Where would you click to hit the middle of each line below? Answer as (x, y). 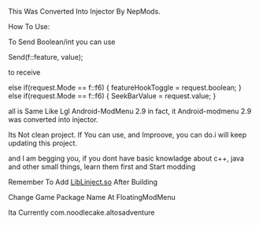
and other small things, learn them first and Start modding (102, 167)
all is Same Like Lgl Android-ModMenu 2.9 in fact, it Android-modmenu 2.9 (130, 111)
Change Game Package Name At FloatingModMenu (92, 197)
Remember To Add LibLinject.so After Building (83, 182)
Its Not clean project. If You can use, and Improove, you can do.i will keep (128, 135)
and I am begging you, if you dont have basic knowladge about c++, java (126, 158)
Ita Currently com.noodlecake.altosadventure (81, 212)
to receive (24, 72)
